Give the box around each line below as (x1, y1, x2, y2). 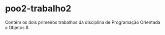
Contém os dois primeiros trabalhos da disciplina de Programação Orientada (5, 19, 161, 25)
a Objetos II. (5, 24, 30, 30)
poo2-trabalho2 (5, 3, 71, 14)
